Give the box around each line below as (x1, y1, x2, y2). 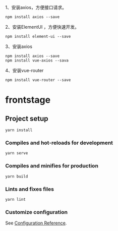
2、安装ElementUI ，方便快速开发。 (5, 24, 79, 30)
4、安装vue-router (5, 68, 44, 73)
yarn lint (5, 197, 26, 202)
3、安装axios (5, 43, 33, 49)
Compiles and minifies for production (5, 162, 98, 169)
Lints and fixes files (5, 186, 54, 193)
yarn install (5, 128, 33, 133)
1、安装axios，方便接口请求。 (5, 5, 67, 10)
